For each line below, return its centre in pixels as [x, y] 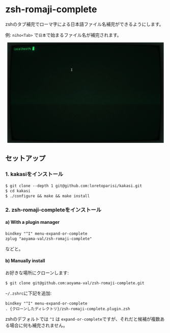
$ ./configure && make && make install [48, 196]
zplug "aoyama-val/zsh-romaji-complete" [49, 239]
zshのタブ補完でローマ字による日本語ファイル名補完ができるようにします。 [84, 24]
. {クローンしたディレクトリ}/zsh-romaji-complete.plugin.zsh [68, 309]
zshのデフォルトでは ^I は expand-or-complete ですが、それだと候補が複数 [83, 319]
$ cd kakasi [18, 191]
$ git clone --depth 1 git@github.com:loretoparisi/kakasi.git [74, 186]
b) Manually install [25, 261]
